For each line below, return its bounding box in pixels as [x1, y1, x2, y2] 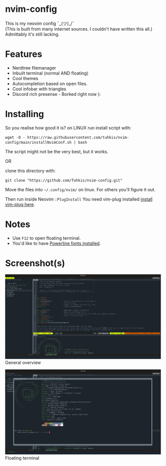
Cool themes [12, 75, 39, 81]
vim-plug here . [5, 201, 36, 207]
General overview [5, 360, 41, 366]
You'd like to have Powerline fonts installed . [12, 240, 101, 246]
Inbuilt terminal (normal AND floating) [12, 70, 89, 76]
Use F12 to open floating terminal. [12, 235, 81, 241]
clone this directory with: [5, 168, 56, 173]
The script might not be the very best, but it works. [5, 148, 109, 154]
